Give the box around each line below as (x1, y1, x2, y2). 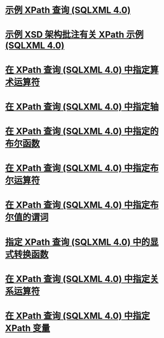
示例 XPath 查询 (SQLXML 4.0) (5, 4, 131, 16)
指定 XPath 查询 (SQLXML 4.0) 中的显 (5, 236, 159, 248)
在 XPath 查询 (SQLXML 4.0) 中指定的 (5, 125, 159, 137)
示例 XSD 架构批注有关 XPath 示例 (5, 29, 144, 40)
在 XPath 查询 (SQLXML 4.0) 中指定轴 (5, 101, 159, 112)
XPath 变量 (5, 323, 50, 334)
